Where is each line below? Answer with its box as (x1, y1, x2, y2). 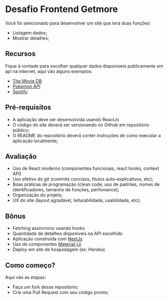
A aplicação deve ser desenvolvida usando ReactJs (12, 116, 119, 122)
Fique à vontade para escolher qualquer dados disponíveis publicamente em (5, 63, 163, 69)
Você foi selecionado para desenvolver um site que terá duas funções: (5, 20, 151, 26)
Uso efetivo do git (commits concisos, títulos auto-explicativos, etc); (12, 176, 153, 182)
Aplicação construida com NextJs (12, 236, 83, 242)
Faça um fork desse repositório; (12, 284, 79, 290)
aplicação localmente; (12, 138, 59, 144)
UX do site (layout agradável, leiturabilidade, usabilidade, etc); (12, 197, 141, 203)
